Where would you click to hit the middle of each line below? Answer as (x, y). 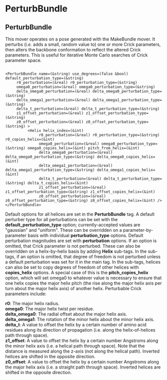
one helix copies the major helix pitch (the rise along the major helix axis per (83, 283)
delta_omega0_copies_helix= (126, 157)
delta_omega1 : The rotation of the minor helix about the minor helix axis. (80, 319)
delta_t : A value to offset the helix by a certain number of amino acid (76, 325)
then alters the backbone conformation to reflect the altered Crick (73, 50)
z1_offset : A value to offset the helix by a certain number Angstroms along (82, 341)
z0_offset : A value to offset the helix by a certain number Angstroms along (82, 362)
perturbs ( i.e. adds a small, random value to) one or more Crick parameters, (83, 44)
